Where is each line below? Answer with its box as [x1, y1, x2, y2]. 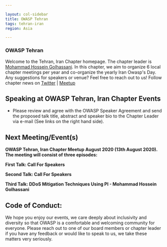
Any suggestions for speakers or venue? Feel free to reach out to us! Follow [5, 74, 162, 81]
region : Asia [5, 26, 33, 31]
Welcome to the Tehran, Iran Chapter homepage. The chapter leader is [5, 58, 152, 65]
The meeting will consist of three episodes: [5, 152, 98, 158]
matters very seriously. [5, 235, 53, 242]
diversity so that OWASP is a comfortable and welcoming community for [5, 220, 155, 226]
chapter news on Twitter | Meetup [5, 80, 75, 86]
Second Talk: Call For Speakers [5, 171, 72, 177]
